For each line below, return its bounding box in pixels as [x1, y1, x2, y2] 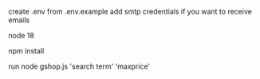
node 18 [8, 31, 34, 40]
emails [8, 15, 30, 25]
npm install [8, 46, 45, 55]
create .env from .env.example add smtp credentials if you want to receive [8, 7, 253, 16]
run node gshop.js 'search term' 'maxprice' [8, 61, 151, 71]
